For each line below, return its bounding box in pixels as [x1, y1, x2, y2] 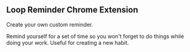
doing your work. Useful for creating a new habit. [6, 39, 129, 46]
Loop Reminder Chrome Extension [6, 5, 138, 15]
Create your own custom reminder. [6, 21, 93, 28]
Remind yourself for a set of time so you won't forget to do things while [6, 33, 184, 40]
